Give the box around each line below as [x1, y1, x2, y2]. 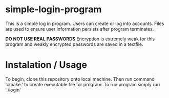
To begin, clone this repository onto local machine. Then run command [5, 76, 155, 82]
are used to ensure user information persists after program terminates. [5, 26, 154, 32]
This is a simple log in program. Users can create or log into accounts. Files [5, 20, 164, 27]
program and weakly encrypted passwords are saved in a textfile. [5, 41, 143, 47]
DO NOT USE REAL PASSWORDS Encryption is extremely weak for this [5, 36, 155, 42]
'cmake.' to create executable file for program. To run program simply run [5, 81, 160, 87]
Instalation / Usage [5, 59, 87, 71]
